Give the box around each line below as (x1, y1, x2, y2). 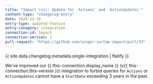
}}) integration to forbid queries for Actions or (55, 68, 148, 74)
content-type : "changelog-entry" (5, 12, 75, 17)
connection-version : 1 (5, 35, 52, 40)
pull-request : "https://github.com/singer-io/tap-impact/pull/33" (5, 40, 146, 44)
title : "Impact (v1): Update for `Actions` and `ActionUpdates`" (5, 7, 143, 12)
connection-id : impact (5, 30, 52, 35)
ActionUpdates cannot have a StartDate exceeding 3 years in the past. (5, 73, 149, 79)
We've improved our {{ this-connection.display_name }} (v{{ (5, 62, 128, 68)
